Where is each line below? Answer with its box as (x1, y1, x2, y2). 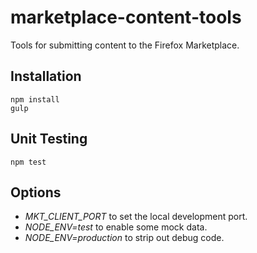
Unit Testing (10, 131, 88, 148)
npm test (10, 157, 47, 167)
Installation (10, 68, 82, 85)
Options (10, 184, 62, 201)
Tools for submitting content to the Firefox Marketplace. (10, 39, 240, 51)
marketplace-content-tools (10, 6, 242, 29)
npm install (10, 94, 60, 105)
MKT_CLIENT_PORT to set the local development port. (24, 211, 248, 223)
